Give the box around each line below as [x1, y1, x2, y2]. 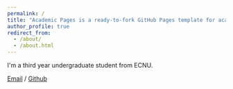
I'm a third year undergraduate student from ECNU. [7, 61, 153, 69]
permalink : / [7, 10, 45, 17]
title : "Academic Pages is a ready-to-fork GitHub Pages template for [7, 17, 216, 23]
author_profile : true [7, 23, 70, 30]
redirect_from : [7, 29, 51, 37]
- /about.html [13, 42, 54, 49]
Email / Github [7, 75, 47, 83]
